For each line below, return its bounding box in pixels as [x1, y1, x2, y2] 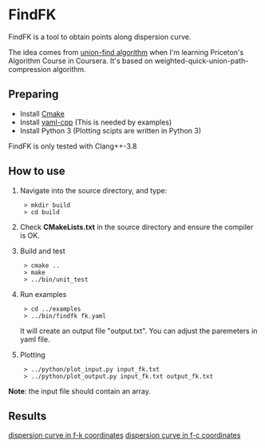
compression [8, 64, 52, 73]
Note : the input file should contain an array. [8, 386, 152, 396]
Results [8, 409, 47, 422]
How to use [8, 165, 65, 178]
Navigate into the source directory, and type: [19, 185, 168, 195]
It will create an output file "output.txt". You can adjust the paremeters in [19, 326, 258, 335]
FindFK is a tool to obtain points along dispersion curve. [8, 32, 192, 42]
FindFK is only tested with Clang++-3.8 [8, 141, 137, 151]
